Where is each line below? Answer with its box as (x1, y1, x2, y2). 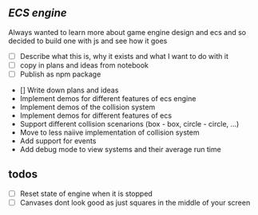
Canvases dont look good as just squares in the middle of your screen (19, 197, 251, 207)
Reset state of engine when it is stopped (19, 189, 153, 198)
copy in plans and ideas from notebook (19, 60, 149, 70)
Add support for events (19, 136, 97, 146)
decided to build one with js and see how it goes (8, 36, 168, 45)
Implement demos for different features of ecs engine (19, 94, 196, 103)
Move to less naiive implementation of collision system (19, 127, 200, 137)
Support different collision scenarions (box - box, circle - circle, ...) (19, 119, 240, 128)
